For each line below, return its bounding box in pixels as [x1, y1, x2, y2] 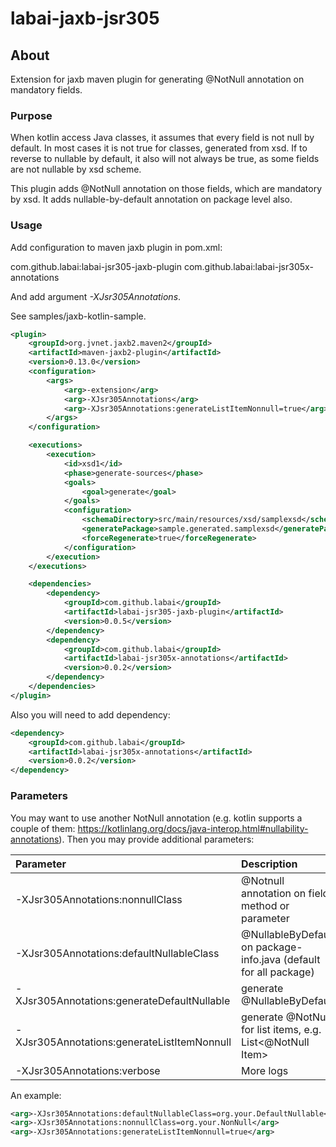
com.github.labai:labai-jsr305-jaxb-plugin [10, 260, 182, 272]
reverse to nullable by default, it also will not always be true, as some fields [10, 153, 320, 165]
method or [241, 898, 290, 912]
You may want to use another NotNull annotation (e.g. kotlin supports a [10, 812, 303, 824]
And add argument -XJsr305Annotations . [10, 290, 182, 302]
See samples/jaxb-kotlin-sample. [10, 310, 147, 322]
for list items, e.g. [241, 1022, 322, 1036]
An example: [10, 1089, 62, 1101]
